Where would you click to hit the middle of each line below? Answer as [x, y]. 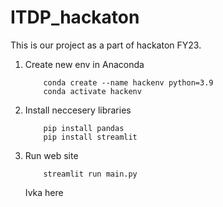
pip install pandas [84, 128]
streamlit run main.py [90, 174]
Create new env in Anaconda [84, 64]
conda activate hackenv [92, 91]
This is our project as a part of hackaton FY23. [106, 45]
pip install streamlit [90, 137]
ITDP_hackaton [75, 17]
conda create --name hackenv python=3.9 [128, 82]
